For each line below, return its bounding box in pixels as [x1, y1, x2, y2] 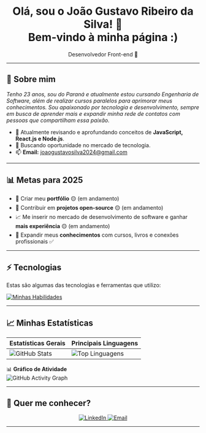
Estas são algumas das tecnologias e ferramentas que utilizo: [6, 282, 161, 289]
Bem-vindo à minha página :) [28, 31, 178, 44]
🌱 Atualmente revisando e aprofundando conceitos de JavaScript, [15, 128, 183, 136]
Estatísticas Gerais [9, 339, 66, 348]
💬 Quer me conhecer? [6, 397, 91, 408]
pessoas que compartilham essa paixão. [6, 117, 110, 124]
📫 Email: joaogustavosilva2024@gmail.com [15, 148, 128, 156]
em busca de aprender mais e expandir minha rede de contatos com [6, 110, 181, 117]
